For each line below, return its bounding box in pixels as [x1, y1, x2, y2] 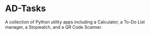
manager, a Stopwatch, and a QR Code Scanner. [5, 24, 102, 30]
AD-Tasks [5, 3, 46, 14]
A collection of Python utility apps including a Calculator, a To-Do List [5, 19, 145, 25]
